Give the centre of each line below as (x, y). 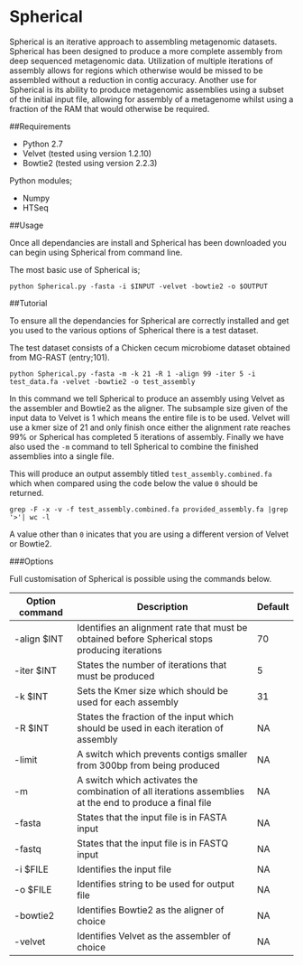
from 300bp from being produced (148, 765)
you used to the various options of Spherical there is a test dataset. (134, 330)
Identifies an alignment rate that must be (162, 627)
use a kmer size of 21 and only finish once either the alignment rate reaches (150, 427)
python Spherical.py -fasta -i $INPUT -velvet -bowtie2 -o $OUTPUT (139, 286)
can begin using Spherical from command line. (96, 252)
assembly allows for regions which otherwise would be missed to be (136, 70)
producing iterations (119, 650)
